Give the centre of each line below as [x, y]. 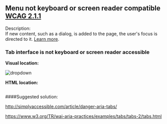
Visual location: [22, 63]
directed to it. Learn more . [32, 39]
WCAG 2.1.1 [23, 16]
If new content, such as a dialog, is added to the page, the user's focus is [81, 34]
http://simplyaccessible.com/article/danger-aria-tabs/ [61, 107]
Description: [18, 28]
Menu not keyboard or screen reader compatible [83, 8]
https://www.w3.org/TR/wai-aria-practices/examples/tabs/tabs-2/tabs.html [83, 116]
